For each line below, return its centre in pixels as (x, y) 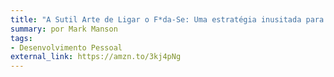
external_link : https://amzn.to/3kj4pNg (96, 57)
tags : (21, 38)
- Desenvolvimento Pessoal (66, 47)
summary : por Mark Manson (64, 29)
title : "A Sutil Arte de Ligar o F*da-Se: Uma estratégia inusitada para (167, 19)
